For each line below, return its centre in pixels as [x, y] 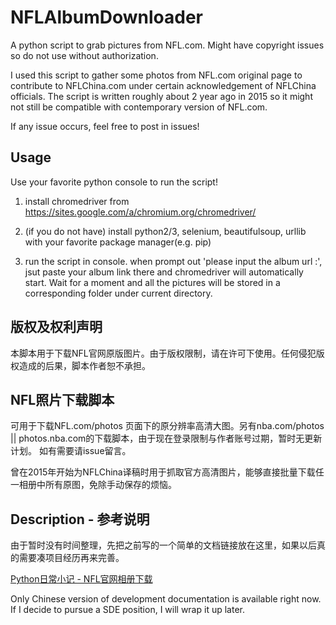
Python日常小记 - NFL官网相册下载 [81, 579]
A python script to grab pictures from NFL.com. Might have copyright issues [167, 45]
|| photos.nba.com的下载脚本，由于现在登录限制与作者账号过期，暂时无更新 [166, 438]
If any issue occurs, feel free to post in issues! [105, 126]
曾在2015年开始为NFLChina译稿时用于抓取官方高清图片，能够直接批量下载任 [167, 472]
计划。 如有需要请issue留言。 [71, 451]
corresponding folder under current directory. [118, 293]
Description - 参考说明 [80, 519]
